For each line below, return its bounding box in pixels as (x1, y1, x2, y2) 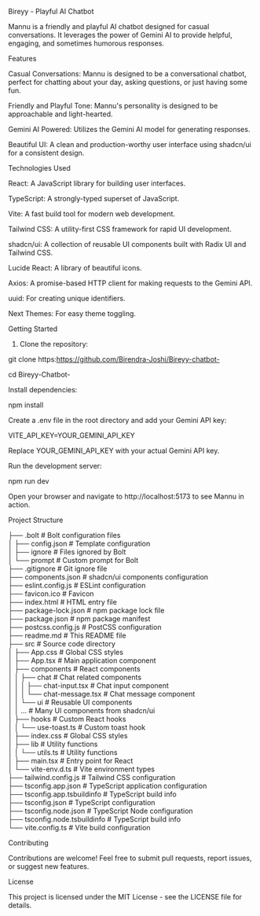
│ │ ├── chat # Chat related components (8, 672, 142, 682)
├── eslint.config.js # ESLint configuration (8, 581, 146, 590)
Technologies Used (8, 164, 71, 172)
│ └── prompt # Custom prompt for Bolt (8, 556, 139, 565)
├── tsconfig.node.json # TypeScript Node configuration (8, 806, 194, 815)
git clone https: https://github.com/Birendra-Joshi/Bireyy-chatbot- (8, 355, 220, 364)
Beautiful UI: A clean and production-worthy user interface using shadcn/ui (8, 140, 251, 149)
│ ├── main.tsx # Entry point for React (8, 756, 134, 765)
